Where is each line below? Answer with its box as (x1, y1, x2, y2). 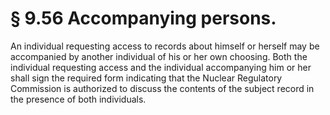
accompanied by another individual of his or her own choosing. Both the (10, 50, 308, 62)
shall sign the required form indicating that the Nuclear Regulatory (10, 72, 283, 84)
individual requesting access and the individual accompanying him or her (10, 61, 312, 73)
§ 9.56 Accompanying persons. (10, 7, 277, 30)
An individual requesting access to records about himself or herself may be (10, 40, 320, 52)
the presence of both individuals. (10, 93, 147, 105)
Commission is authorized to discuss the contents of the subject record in (10, 82, 315, 94)
